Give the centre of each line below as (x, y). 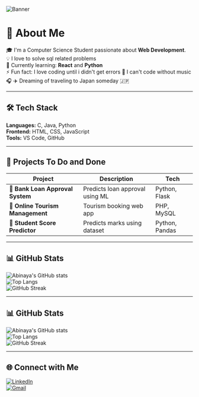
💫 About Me (36, 33)
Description (116, 179)
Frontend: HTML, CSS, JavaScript (48, 131)
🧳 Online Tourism (34, 206)
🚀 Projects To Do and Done (56, 162)
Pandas (166, 230)
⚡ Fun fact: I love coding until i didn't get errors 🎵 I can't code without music (99, 72)
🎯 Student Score (33, 223)
